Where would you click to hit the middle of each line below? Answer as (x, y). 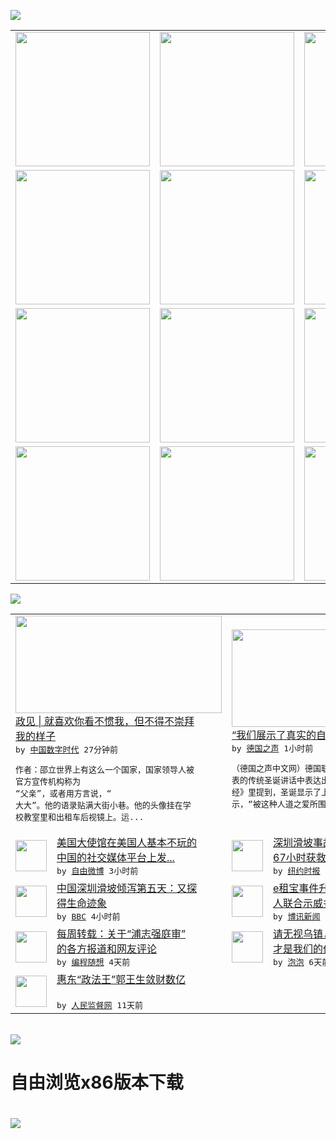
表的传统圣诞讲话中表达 (276, 780)
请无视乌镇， (303, 933)
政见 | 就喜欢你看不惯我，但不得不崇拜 (105, 721)
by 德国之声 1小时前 (272, 748)
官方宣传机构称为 (48, 781)
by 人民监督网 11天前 (99, 1005)
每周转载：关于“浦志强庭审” (121, 933)
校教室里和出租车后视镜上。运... (80, 817)
